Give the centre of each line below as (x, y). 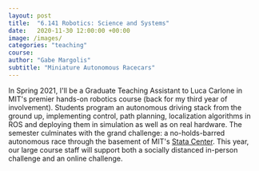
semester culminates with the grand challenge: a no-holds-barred (117, 133)
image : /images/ (35, 38)
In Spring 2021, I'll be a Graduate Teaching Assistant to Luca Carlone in (126, 90)
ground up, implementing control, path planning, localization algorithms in (130, 116)
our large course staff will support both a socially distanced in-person (123, 149)
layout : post (30, 16)
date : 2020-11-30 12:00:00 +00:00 (69, 30)
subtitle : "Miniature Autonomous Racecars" (82, 68)
